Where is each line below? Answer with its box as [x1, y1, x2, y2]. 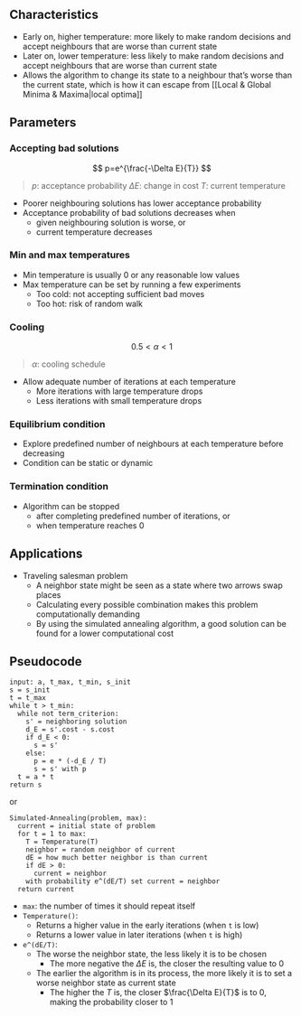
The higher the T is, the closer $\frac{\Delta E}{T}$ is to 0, [49, 987, 267, 998]
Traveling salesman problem [22, 570, 128, 581]
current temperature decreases [35, 226, 153, 238]
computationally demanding [35, 609, 140, 620]
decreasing [22, 448, 65, 459]
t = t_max [9, 694, 47, 703]
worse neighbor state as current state [35, 977, 176, 988]
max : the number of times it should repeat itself [22, 900, 196, 911]
